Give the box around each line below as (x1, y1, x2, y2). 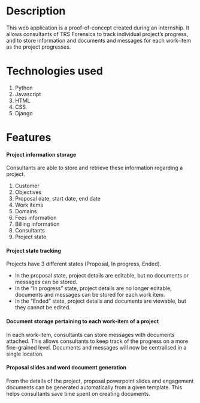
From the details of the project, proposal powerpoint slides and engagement (6, 377, 194, 384)
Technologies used (6, 64, 104, 78)
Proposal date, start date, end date (14, 195, 101, 202)
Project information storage (6, 151, 77, 158)
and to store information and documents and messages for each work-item (6, 37, 192, 44)
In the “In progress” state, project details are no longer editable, (14, 285, 172, 292)
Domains (14, 208, 37, 215)
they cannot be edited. (14, 304, 71, 311)
